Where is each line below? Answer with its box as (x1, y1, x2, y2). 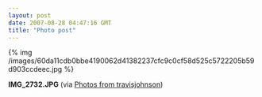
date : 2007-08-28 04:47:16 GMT (8, 19, 112, 27)
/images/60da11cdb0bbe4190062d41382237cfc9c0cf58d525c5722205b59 (8, 56, 255, 65)
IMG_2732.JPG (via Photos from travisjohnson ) (8, 80, 164, 89)
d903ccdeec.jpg (8, 65, 63, 74)
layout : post (8, 11, 52, 20)
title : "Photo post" (8, 26, 77, 34)
